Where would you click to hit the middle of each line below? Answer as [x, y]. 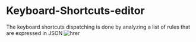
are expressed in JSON [34, 33]
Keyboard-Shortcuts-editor [76, 11]
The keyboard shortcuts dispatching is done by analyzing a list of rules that [98, 27]
